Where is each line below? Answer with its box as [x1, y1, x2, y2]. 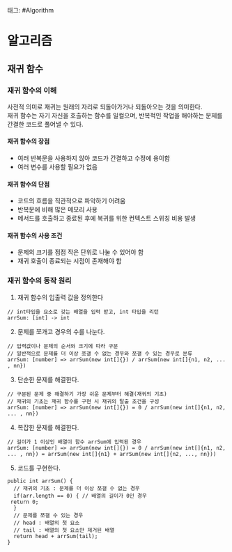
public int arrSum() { [7, 478, 73, 484]
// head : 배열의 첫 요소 [13, 519, 80, 526]
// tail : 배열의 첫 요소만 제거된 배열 [13, 526, 115, 534]
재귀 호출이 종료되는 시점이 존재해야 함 [17, 257, 122, 265]
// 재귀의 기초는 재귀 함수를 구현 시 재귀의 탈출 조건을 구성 [7, 397, 160, 405]
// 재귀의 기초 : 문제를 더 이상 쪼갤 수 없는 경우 [13, 484, 141, 492]
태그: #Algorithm [7, 6, 54, 14]
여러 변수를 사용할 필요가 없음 [17, 163, 98, 171]
